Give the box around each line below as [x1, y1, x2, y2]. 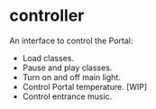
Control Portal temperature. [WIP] [22, 81, 148, 92]
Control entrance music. [22, 91, 113, 102]
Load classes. [22, 52, 75, 63]
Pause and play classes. [22, 62, 113, 73]
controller [9, 5, 85, 26]
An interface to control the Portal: [9, 35, 133, 46]
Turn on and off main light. [22, 71, 122, 82]
